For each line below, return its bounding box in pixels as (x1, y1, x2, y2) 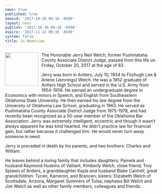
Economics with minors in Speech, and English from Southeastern (5, 92, 137, 98)
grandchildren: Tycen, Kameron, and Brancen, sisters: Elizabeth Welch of (5, 173, 151, 178)
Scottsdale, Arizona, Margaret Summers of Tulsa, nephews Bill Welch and (5, 178, 152, 184)
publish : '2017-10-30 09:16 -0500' (5, 25, 77, 30)
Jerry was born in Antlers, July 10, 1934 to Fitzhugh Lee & (41, 71, 157, 78)
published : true (5, 12, 38, 16)
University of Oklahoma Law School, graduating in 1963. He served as (5, 102, 145, 108)
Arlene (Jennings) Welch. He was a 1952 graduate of (41, 77, 147, 82)
